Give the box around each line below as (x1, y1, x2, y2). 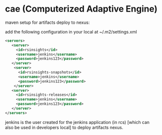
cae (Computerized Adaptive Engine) (5, 3, 158, 15)
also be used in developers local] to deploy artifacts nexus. (5, 124, 123, 130)
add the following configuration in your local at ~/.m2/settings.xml (5, 29, 137, 34)
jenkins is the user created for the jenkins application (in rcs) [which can (5, 119, 150, 125)
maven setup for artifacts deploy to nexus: (5, 19, 90, 25)
